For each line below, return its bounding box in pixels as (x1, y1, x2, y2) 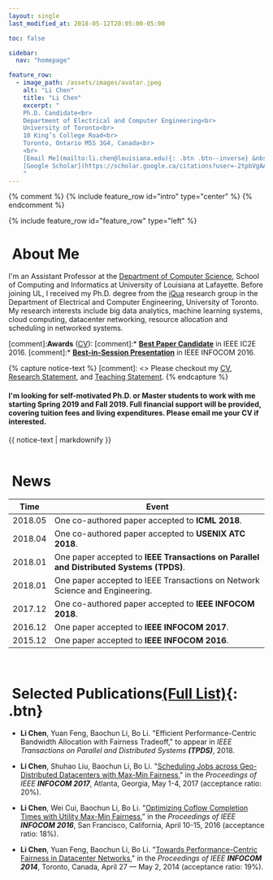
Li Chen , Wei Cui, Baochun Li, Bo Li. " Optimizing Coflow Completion (19, 803, 249, 813)
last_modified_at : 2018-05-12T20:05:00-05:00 (8, 20, 165, 28)
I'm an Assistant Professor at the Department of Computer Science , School (8, 272, 260, 281)
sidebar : (8, 49, 38, 57)
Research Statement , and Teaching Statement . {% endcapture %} (8, 372, 229, 382)
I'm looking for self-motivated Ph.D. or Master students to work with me (8, 390, 256, 400)
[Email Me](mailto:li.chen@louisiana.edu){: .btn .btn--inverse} (23, 154, 249, 163)
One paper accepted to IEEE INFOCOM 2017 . (54, 621, 229, 633)
